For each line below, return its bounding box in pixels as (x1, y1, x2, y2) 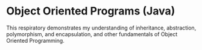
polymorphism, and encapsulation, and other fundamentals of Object (6, 30, 178, 37)
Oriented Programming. (6, 37, 65, 44)
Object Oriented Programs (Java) (6, 4, 175, 18)
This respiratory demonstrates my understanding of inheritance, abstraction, (6, 24, 197, 31)
